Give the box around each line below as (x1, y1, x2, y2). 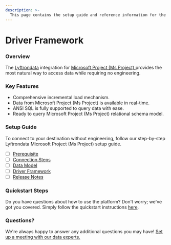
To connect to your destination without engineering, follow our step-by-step (5, 135, 165, 141)
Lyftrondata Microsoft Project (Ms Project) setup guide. (5, 141, 122, 147)
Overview (5, 52, 30, 60)
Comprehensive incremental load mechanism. (12, 95, 110, 101)
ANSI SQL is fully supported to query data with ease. (12, 105, 124, 111)
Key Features (5, 83, 39, 90)
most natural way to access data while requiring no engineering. (5, 70, 141, 76)
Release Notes (12, 174, 44, 180)
